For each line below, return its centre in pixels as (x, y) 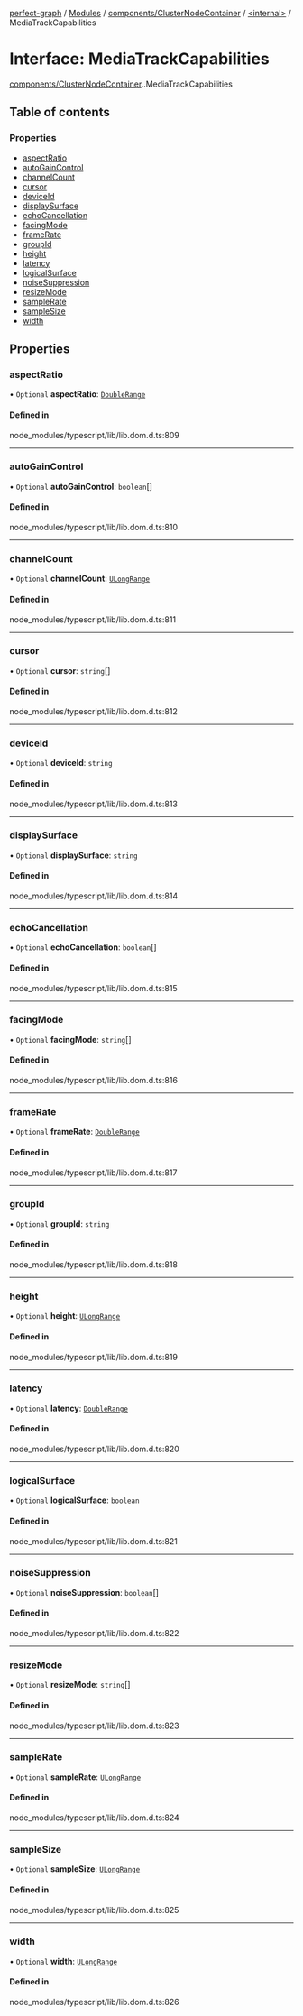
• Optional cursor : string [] (60, 670)
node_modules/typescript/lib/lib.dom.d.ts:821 (94, 1541)
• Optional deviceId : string (61, 763)
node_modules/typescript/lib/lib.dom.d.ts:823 (94, 1726)
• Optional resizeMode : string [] (70, 1685)
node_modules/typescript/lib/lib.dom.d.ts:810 (94, 528)
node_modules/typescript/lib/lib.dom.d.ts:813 (94, 804)
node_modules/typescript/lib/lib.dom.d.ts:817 (93, 1173)
